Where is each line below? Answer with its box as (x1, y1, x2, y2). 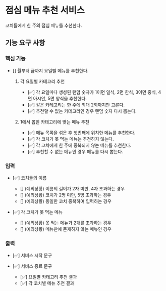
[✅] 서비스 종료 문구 (12, 263, 52, 269)
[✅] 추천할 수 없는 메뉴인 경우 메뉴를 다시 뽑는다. (27, 148, 124, 154)
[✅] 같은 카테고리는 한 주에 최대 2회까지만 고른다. (27, 102, 125, 108)
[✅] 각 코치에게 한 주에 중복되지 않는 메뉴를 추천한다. (27, 142, 132, 148)
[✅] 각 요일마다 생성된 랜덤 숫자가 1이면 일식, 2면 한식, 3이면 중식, (27, 89, 157, 95)
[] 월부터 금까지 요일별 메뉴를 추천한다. (12, 67, 89, 73)
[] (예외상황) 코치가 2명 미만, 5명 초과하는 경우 (20, 192, 112, 198)
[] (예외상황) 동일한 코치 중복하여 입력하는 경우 (20, 198, 112, 204)
